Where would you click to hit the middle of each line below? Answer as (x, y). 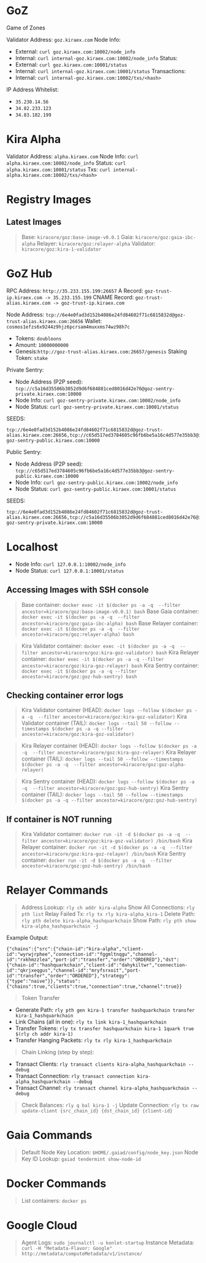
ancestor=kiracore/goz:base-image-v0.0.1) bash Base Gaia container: (110, 611)
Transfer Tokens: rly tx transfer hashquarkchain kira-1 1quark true (105, 1028)
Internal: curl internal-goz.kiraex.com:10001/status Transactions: (100, 71)
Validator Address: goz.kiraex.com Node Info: (63, 39)
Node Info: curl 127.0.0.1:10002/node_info (71, 564)
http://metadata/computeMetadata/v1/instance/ (82, 1254)
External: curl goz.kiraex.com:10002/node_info (75, 51)
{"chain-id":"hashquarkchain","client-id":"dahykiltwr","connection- (97, 965)
